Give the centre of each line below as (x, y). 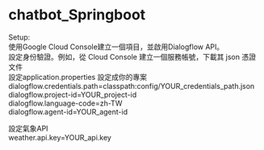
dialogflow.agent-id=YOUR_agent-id (68, 111)
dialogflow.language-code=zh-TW (65, 103)
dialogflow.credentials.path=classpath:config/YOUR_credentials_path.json (132, 85)
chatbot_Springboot (77, 15)
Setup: (19, 37)
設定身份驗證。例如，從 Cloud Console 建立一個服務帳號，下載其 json (124, 56)
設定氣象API (28, 128)
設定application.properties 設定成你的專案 (78, 77)
